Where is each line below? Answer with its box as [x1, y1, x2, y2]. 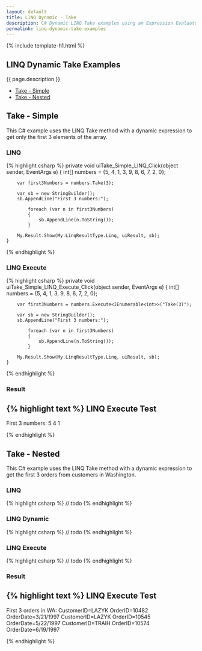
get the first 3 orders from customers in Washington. [6, 471, 136, 478]
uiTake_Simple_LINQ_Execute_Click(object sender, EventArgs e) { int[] [6, 283, 179, 291]
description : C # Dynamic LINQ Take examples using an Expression [6, 20, 173, 26]
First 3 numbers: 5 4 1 [6, 419, 60, 427]
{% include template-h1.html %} [6, 42, 85, 49]
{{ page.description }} [6, 76, 61, 83]
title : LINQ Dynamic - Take [6, 14, 77, 20]
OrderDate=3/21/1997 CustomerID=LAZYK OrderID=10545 [6, 613, 151, 620]
